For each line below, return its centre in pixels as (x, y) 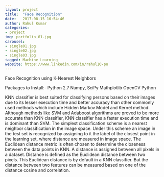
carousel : (15, 42)
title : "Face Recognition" (34, 14)
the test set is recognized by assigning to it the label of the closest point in (80, 134)
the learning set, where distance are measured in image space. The (73, 139)
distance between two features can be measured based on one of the (75, 165)
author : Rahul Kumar (26, 23)
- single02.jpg (21, 51)
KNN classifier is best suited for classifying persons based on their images (80, 97)
